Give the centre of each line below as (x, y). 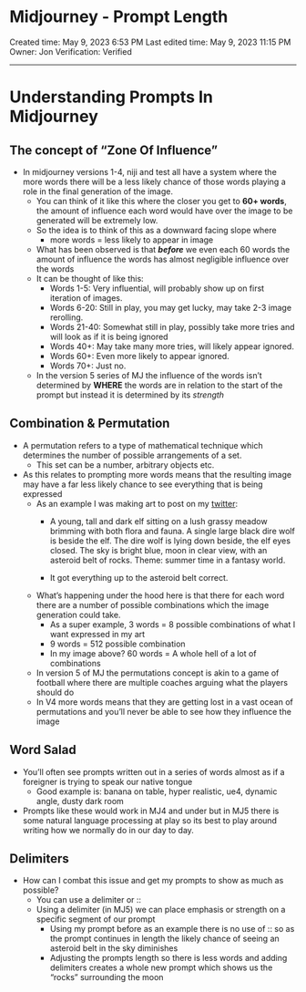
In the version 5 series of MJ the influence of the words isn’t (149, 375)
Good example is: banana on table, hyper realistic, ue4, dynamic (157, 791)
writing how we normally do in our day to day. (108, 830)
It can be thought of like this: (90, 278)
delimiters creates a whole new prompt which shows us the (161, 967)
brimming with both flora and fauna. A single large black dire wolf (173, 531)
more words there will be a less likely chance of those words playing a (154, 181)
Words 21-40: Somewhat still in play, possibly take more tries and (172, 326)
